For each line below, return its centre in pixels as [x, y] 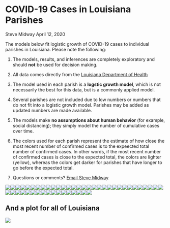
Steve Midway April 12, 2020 [35, 34]
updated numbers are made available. [52, 110]
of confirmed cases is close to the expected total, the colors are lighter [87, 157]
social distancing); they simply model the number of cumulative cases [86, 125]
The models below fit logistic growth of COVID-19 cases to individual [77, 44]
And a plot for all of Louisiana [53, 208]
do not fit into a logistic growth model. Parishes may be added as [81, 105]
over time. [23, 131]
